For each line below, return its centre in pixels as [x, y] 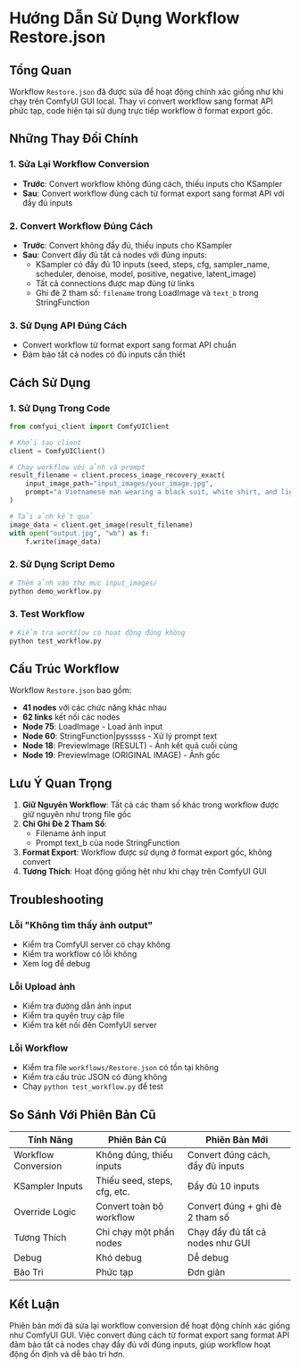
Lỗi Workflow [39, 1048]
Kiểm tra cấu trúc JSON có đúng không [95, 1077]
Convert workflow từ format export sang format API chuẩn [129, 345]
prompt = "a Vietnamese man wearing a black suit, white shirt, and [151, 492]
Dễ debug [208, 1258]
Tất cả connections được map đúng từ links [115, 283]
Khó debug [119, 1258]
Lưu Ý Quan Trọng [61, 783]
